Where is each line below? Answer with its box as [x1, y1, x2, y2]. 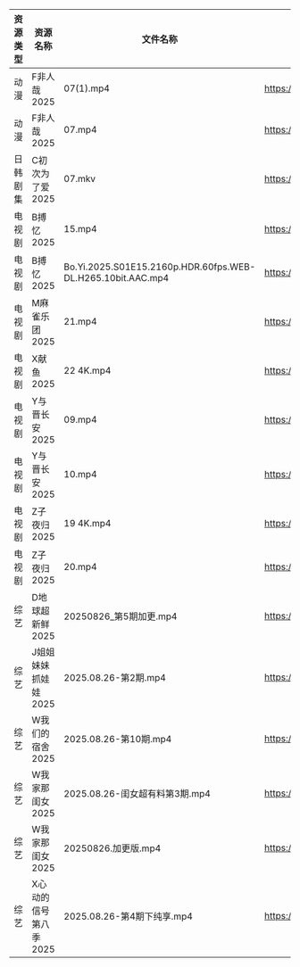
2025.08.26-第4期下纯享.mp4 [63, 910, 194, 922]
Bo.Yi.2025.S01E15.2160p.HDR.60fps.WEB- [63, 260, 256, 273]
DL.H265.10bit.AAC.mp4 [63, 272, 170, 284]
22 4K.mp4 [63, 365, 112, 376]
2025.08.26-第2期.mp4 [63, 672, 167, 683]
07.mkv [63, 173, 96, 185]
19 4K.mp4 [63, 517, 112, 529]
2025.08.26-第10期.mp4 [63, 733, 172, 745]
